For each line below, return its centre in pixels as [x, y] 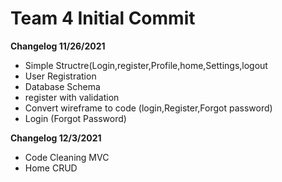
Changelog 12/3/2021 [56, 138]
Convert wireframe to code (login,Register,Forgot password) [148, 108]
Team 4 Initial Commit [103, 18]
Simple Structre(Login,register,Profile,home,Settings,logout [146, 65]
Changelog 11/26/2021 [58, 46]
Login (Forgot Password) [75, 118]
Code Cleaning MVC [67, 157]
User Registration [60, 76]
